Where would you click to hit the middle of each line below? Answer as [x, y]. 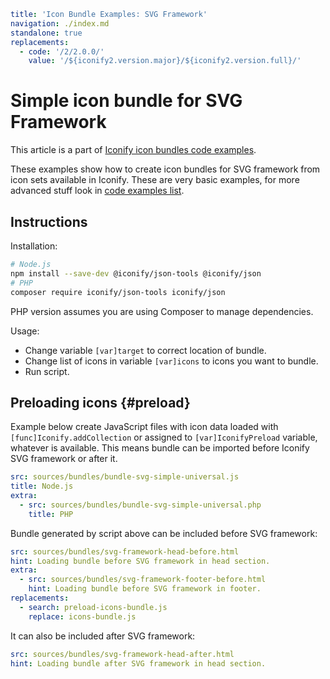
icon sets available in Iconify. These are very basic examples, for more [155, 180]
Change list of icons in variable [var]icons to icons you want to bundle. [171, 361]
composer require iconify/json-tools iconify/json [118, 292]
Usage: [25, 331]
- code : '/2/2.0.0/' [62, 51]
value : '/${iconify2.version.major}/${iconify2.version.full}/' [165, 61]
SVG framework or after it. [64, 459]
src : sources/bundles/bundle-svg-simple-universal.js [125, 477]
